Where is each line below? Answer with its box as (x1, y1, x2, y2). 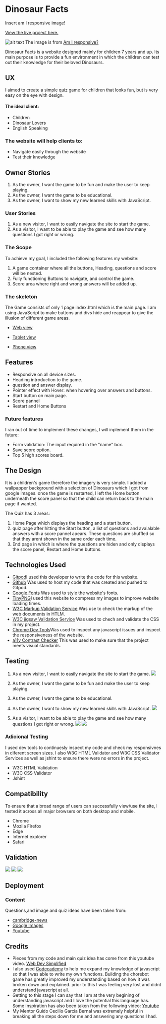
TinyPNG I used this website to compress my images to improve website (12, 595, 159, 601)
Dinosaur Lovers (12, 120, 46, 126)
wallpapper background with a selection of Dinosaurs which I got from (5, 485, 149, 491)
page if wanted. (5, 500, 37, 507)
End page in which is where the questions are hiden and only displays (12, 541, 155, 547)
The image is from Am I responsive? (25, 39, 99, 45)
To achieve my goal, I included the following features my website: (5, 255, 139, 261)
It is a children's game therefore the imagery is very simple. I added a (5, 479, 147, 485)
